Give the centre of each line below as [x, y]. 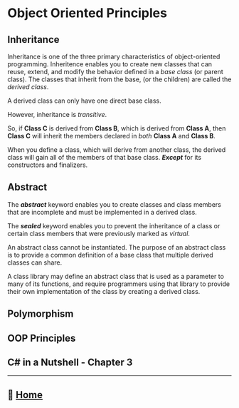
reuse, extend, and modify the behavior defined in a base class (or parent [116, 72]
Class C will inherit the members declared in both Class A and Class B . [111, 136]
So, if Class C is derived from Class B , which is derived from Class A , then [117, 128]
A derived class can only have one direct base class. [84, 101]
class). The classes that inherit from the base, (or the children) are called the [119, 79]
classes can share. [35, 262]
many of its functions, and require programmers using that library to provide [119, 284]
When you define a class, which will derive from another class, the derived [117, 150]
